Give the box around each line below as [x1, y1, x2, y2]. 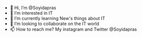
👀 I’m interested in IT [10, 10, 53, 16]
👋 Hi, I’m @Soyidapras [10, 5, 56, 10]
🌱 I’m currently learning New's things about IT [10, 15, 106, 21]
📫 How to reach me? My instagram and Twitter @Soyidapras [10, 26, 137, 32]
